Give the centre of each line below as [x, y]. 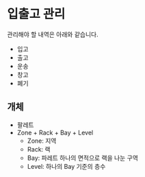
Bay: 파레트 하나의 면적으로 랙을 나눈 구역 [83, 158]
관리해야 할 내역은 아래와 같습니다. [53, 34]
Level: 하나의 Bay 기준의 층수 [66, 166]
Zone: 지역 [42, 141]
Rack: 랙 [39, 149]
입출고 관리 [36, 14]
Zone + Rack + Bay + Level [55, 132]
